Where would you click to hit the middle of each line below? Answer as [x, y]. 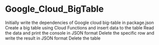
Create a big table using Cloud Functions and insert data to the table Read [79, 27]
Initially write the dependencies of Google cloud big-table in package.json [79, 22]
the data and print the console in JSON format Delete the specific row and [80, 33]
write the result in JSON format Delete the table [53, 38]
